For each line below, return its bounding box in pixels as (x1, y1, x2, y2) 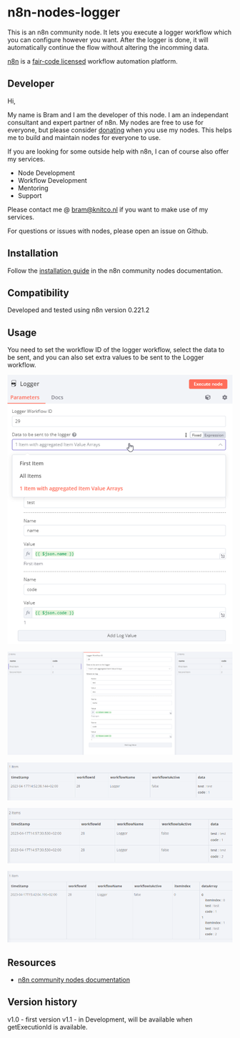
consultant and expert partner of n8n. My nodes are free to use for (7, 118, 204, 126)
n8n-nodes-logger (7, 4, 121, 21)
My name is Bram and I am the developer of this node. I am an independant (7, 110, 229, 119)
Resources (7, 957, 56, 969)
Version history (7, 996, 78, 1008)
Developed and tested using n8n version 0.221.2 (7, 306, 150, 314)
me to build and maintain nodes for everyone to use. (7, 133, 161, 141)
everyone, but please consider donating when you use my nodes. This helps (7, 126, 232, 134)
